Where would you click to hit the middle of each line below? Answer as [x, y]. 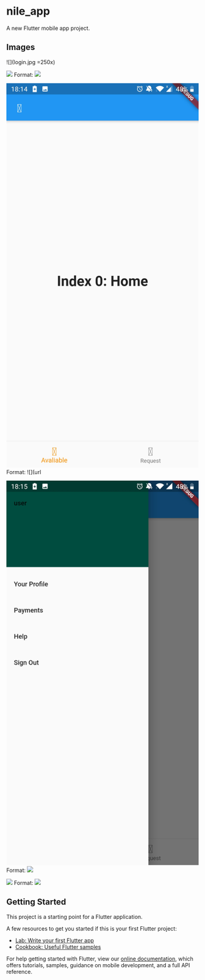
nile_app [28, 11]
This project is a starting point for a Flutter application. [74, 917]
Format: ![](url [24, 472]
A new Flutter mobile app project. [48, 28]
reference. [19, 971]
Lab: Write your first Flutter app [55, 940]
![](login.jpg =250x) [31, 62]
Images [21, 47]
